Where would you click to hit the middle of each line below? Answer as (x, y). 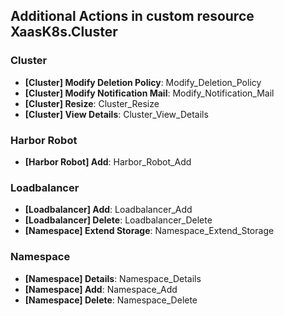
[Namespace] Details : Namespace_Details (113, 278)
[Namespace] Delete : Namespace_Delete (111, 300)
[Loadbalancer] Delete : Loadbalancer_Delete (118, 220)
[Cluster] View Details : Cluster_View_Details (116, 114)
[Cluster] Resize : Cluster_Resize (92, 103)
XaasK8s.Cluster (64, 32)
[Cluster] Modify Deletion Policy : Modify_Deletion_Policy (143, 82)
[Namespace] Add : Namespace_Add (101, 289)
